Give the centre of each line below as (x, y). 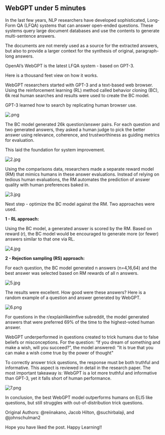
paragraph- (147, 51)
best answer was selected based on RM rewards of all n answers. (72, 273)
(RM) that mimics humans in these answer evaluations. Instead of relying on (82, 174)
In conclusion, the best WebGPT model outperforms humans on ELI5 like (79, 397)
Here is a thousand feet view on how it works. (52, 75)
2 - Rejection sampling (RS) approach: (45, 258)
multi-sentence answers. (30, 36)
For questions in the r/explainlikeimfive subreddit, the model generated (77, 316)
